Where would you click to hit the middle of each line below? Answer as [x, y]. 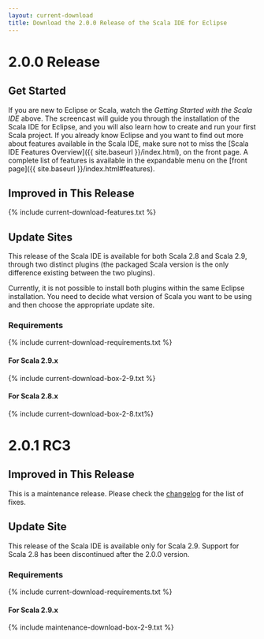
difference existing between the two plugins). [82, 273]
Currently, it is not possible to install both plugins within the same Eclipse [126, 288]
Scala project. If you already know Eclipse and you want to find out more [126, 135]
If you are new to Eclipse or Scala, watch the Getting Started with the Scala [130, 110]
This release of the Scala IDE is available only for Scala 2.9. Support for [124, 546]
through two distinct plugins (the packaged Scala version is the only [119, 264]
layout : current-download [50, 15]
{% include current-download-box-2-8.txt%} [81, 413]
